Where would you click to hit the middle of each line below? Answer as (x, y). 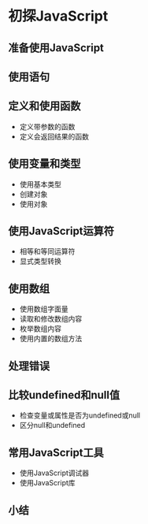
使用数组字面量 (44, 309)
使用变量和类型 (44, 164)
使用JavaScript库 (48, 483)
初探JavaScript (58, 16)
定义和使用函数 (44, 106)
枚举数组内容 (40, 329)
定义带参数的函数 (47, 126)
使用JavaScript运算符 (61, 230)
